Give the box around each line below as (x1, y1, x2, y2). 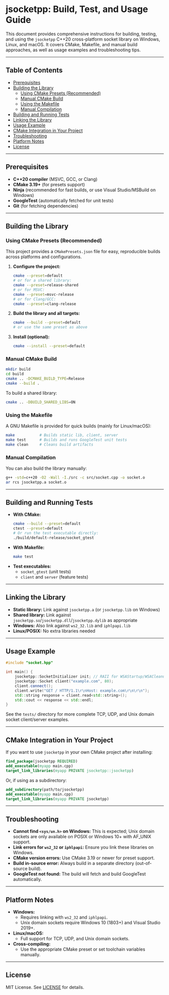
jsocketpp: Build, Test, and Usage (6, 4, 148, 15)
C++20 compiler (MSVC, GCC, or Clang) (13, 176, 98, 182)
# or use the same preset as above (13, 325, 88, 330)
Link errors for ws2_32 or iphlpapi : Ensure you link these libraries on (13, 844, 154, 850)
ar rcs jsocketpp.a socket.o (6, 480, 67, 485)
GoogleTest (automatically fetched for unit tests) (13, 197, 114, 203)
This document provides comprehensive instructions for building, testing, (6, 31, 157, 37)
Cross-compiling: (13, 941, 51, 947)
